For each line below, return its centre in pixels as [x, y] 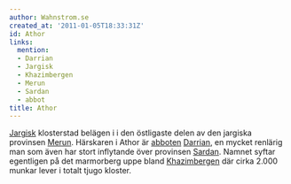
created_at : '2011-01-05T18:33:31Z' [77, 26]
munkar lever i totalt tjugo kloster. [70, 171]
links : [21, 42]
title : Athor [33, 108]
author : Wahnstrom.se [49, 17]
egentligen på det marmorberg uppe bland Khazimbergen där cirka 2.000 [143, 161]
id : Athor [28, 34]
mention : [33, 50]
